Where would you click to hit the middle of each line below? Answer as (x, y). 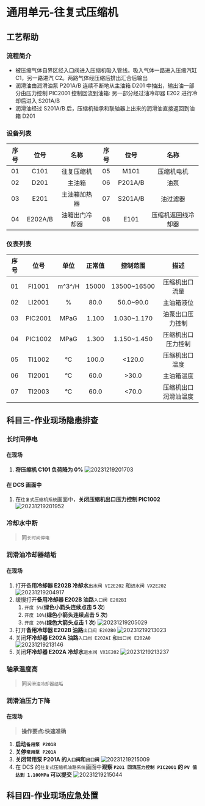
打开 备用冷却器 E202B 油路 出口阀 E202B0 (66, 630)
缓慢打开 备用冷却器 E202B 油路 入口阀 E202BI (71, 599)
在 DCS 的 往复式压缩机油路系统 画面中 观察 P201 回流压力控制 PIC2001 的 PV (103, 767)
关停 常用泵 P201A (36, 752)
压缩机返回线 (170, 215)
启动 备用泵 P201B (36, 744)
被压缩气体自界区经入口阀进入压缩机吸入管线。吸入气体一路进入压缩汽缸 (106, 70)
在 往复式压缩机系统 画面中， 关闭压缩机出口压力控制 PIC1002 (88, 499)
